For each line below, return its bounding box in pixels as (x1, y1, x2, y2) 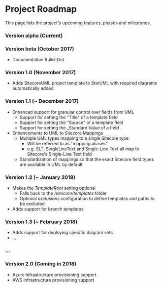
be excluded (19, 201, 45, 207)
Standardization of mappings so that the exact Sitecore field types (19, 156, 154, 162)
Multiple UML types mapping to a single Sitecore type (19, 135, 129, 141)
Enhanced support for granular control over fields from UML (12, 109, 134, 115)
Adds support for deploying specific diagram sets (12, 230, 113, 236)
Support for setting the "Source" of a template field (19, 120, 124, 125)
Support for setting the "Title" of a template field (19, 114, 118, 120)
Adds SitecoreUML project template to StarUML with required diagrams (12, 80, 158, 86)
